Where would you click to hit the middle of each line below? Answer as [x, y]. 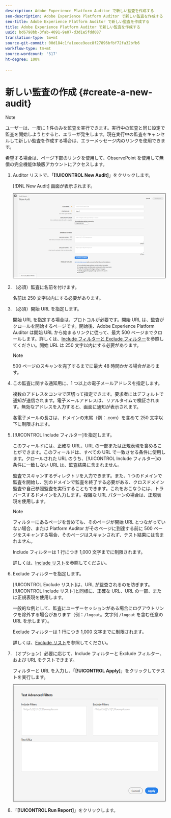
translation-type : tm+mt [32, 38]
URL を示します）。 [32, 621]
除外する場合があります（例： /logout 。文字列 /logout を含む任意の [92, 615]
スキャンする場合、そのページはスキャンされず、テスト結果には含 [91, 535]
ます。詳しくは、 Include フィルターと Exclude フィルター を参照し [95, 339]
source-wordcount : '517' [32, 54]
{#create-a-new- [116, 92]
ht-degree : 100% [22, 59]
